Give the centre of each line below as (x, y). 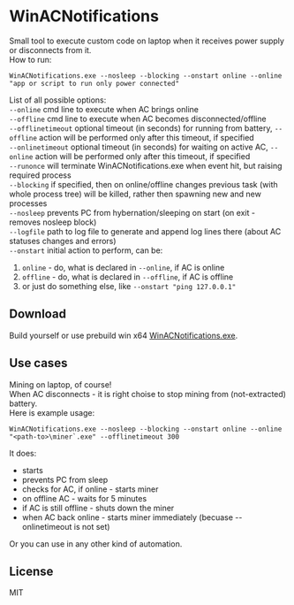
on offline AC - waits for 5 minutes (84, 498)
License (31, 571)
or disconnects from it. (50, 50)
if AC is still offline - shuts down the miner (98, 508)
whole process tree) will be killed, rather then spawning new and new (136, 194)
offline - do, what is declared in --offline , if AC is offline (128, 277)
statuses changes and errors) (63, 241)
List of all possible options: (58, 100)
